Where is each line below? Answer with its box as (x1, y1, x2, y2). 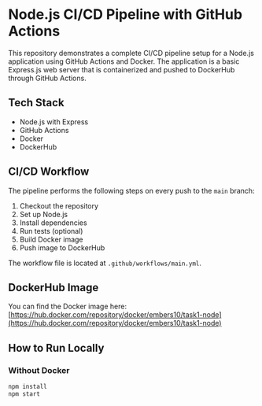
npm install (8, 383, 47, 391)
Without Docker (8, 364, 70, 375)
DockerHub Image (8, 281, 99, 294)
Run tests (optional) (19, 226, 83, 235)
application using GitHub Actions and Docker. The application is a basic (8, 57, 240, 66)
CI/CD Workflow (8, 165, 90, 179)
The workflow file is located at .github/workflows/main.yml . (8, 258, 202, 268)
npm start (8, 389, 41, 398)
